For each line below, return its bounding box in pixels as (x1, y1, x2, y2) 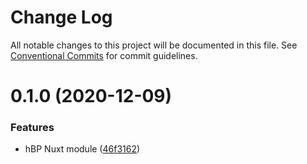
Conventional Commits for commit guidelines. (10, 49, 198, 61)
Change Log (10, 6, 113, 29)
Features (10, 121, 55, 135)
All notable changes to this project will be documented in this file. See (10, 39, 298, 51)
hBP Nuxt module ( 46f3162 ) (24, 143, 141, 155)
